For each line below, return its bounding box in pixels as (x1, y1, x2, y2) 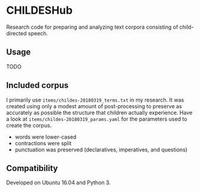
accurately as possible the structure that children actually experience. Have (6, 109, 193, 116)
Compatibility (6, 163, 58, 173)
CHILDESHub (6, 4, 73, 17)
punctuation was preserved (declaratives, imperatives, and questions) (14, 146, 187, 153)
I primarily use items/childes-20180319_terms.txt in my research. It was (6, 96, 184, 103)
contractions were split (14, 139, 72, 147)
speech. (28, 29, 48, 36)
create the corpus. (6, 121, 52, 129)
